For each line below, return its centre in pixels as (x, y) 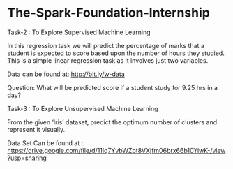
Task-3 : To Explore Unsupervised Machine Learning (83, 108)
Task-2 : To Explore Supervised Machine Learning (79, 32)
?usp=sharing (27, 158)
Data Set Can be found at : (45, 143)
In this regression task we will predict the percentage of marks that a (106, 45)
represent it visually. (36, 129)
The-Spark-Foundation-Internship (109, 13)
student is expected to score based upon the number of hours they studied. (116, 53)
